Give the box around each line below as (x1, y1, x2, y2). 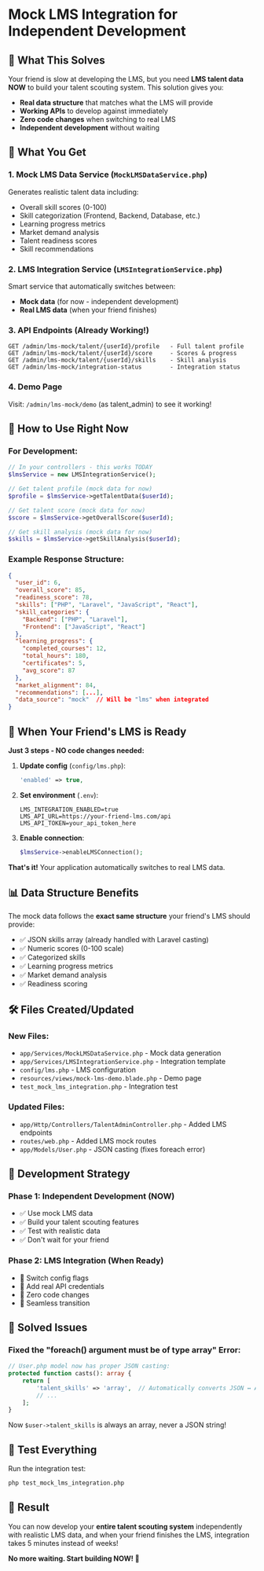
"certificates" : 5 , (22, 659, 86, 667)
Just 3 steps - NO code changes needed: (8, 746, 145, 755)
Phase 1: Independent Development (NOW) (8, 1191, 175, 1202)
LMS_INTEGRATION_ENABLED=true (19, 806, 119, 813)
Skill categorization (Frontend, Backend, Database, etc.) (19, 211, 200, 220)
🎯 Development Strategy (8, 1167, 130, 1180)
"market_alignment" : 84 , (15, 681, 97, 689)
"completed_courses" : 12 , (22, 644, 108, 653)
